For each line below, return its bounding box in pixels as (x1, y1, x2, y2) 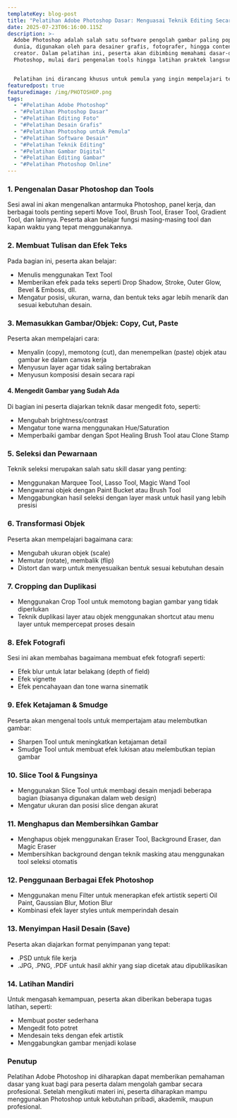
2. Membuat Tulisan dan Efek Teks (7, 241, 128, 250)
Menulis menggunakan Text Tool (17, 270, 113, 279)
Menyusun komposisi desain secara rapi (17, 370, 135, 379)
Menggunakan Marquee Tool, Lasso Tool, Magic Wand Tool (17, 478, 190, 487)
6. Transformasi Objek (7, 519, 85, 529)
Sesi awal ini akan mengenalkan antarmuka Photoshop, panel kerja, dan (7, 200, 217, 209)
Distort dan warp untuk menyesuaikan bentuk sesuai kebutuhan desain (17, 563, 224, 572)
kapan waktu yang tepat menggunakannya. (7, 223, 133, 231)
